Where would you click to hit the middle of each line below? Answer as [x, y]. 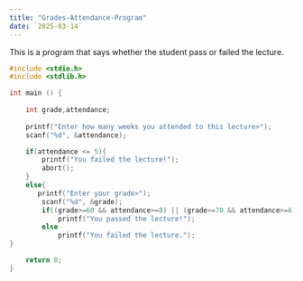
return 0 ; [44, 260]
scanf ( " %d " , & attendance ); [76, 135]
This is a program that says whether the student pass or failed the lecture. [147, 52]
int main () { [36, 93]
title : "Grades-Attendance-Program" [78, 18]
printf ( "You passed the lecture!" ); [126, 219]
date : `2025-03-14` [46, 26]
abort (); [58, 168]
